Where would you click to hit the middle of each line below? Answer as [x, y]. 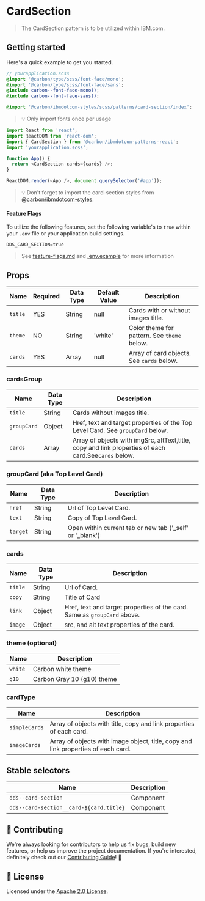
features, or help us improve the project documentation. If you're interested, [102, 851]
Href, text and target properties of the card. [126, 607]
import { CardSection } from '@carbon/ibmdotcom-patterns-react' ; [92, 142]
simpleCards [27, 727]
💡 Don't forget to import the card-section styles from [88, 193]
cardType [21, 697]
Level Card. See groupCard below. [120, 430]
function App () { [28, 158]
